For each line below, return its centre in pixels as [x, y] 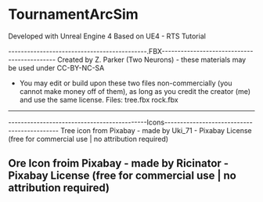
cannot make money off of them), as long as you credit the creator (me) [135, 91]
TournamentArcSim [73, 14]
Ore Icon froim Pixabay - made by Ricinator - [119, 163]
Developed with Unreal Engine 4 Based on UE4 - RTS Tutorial [107, 36]
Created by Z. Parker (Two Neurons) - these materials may [152, 60]
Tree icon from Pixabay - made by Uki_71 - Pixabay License [156, 130]
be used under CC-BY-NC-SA [56, 67]
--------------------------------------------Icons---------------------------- [130, 122]
